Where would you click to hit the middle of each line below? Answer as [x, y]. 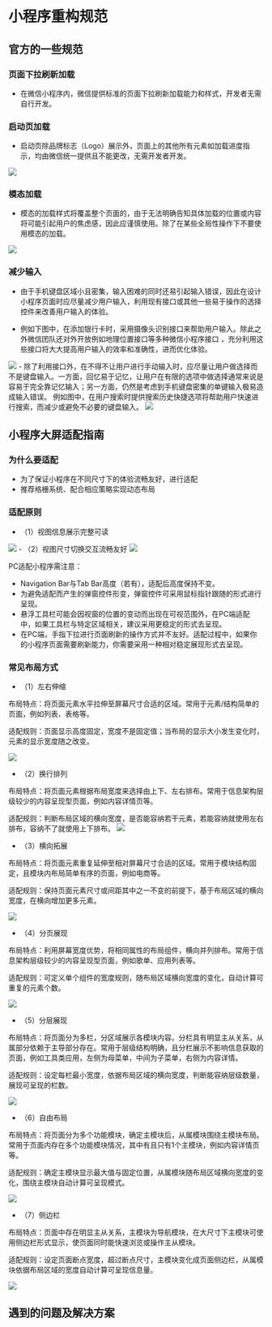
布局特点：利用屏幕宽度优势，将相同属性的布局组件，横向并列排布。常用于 [132, 950]
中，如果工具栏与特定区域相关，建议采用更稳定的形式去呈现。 [123, 624]
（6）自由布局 [44, 1118]
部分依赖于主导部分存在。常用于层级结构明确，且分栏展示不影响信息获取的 [139, 1048]
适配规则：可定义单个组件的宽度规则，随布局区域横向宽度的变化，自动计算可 [136, 978]
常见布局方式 [34, 667]
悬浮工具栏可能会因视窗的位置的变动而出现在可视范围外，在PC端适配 [135, 614]
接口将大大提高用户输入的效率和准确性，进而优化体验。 [119, 349]
